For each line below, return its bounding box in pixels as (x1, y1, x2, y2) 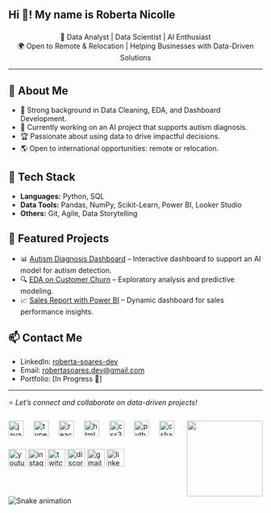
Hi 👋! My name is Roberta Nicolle (8, 8, 176, 22)
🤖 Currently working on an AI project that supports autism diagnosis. (19, 123, 248, 132)
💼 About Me (8, 84, 69, 98)
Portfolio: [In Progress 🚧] (19, 373, 102, 383)
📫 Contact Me (8, 332, 83, 345)
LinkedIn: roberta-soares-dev (19, 357, 119, 366)
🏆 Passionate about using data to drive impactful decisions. (19, 131, 220, 141)
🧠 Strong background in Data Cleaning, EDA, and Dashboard (19, 106, 221, 115)
